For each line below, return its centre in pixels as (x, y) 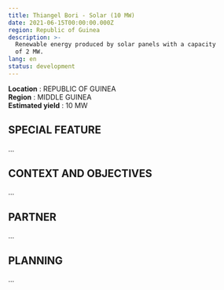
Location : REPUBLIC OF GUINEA (62, 89)
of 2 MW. (29, 52)
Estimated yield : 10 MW (48, 105)
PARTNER (32, 217)
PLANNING (35, 261)
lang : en (22, 60)
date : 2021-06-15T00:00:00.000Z (61, 23)
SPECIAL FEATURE (55, 130)
